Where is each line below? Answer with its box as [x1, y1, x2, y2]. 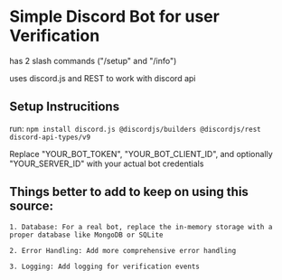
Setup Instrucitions [9, 99, 120, 115]
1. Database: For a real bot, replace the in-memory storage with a [9, 222, 273, 231]
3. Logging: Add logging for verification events [9, 262, 201, 271]
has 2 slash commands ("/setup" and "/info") [9, 55, 177, 66]
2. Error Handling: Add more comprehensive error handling [9, 246, 237, 255]
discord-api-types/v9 [9, 133, 91, 142]
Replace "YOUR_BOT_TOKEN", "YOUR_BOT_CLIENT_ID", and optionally [9, 148, 273, 159]
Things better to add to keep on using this [9, 184, 249, 200]
